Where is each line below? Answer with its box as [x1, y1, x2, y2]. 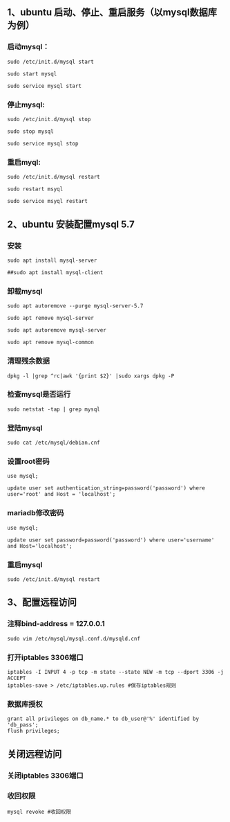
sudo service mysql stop [7, 140, 79, 147]
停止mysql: [7, 100, 45, 109]
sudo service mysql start [7, 82, 82, 89]
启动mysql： [7, 42, 50, 52]
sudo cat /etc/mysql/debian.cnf [7, 439, 100, 447]
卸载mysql [7, 286, 43, 296]
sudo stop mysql [7, 127, 54, 135]
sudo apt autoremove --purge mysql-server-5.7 [7, 303, 144, 310]
